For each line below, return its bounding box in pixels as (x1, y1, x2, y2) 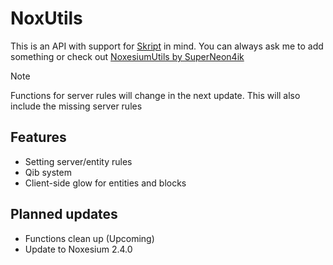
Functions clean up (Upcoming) (24, 232, 155, 244)
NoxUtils (10, 7, 83, 30)
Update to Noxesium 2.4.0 (24, 243, 133, 255)
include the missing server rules (10, 100, 143, 112)
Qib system (24, 166, 72, 178)
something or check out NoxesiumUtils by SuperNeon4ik (10, 50, 245, 62)
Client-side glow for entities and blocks (24, 177, 187, 189)
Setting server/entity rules (24, 155, 133, 167)
